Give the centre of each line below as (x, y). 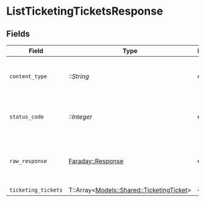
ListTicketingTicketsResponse (85, 11)
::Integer (81, 117)
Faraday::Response (96, 161)
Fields (18, 34)
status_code (27, 117)
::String (79, 76)
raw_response (28, 161)
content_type (28, 77)
